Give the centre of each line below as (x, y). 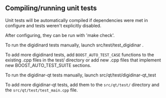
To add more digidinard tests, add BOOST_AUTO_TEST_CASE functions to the (79, 54)
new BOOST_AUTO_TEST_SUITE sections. (48, 65)
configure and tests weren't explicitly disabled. (53, 25)
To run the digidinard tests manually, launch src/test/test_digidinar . (74, 45)
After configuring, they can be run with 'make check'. (60, 35)
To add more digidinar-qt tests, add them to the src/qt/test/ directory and (82, 84)
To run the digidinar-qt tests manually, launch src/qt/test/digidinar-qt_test (81, 75)
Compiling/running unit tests (51, 8)
